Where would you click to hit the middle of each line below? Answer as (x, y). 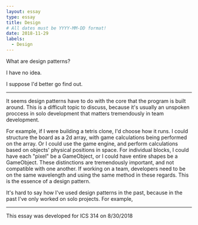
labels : (16, 39)
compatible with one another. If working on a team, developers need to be (96, 168)
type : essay (21, 17)
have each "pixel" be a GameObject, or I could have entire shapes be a (92, 156)
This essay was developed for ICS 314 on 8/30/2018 (70, 216)
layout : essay (24, 11)
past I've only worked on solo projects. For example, (70, 198)
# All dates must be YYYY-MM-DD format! (57, 28)
